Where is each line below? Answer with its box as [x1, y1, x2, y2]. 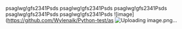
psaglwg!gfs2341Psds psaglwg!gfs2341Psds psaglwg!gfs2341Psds [5, 5, 167, 11]
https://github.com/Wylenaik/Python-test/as [7, 17, 114, 23]
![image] [114, 11, 135, 18]
